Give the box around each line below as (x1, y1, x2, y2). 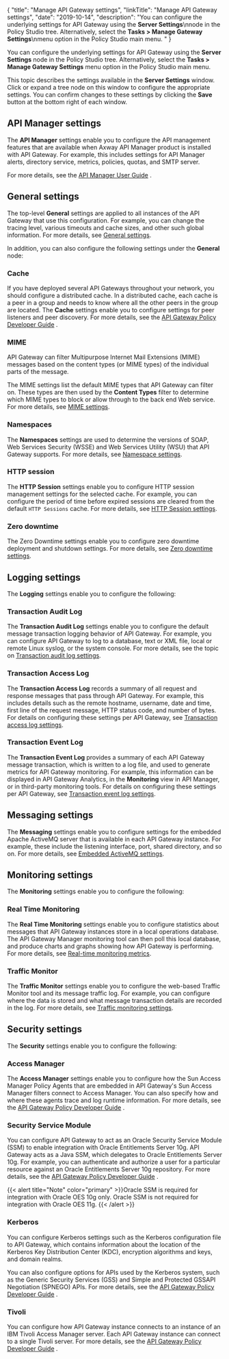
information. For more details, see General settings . (7, 231, 152, 239)
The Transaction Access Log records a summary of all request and (7, 684, 197, 693)
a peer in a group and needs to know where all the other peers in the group (7, 298, 219, 307)
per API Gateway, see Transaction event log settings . (7, 789, 156, 797)
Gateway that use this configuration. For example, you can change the (7, 216, 205, 225)
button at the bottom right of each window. (7, 98, 128, 105)
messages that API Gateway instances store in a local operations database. (7, 927, 219, 936)
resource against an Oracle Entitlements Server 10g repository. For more (7, 1165, 211, 1173)
